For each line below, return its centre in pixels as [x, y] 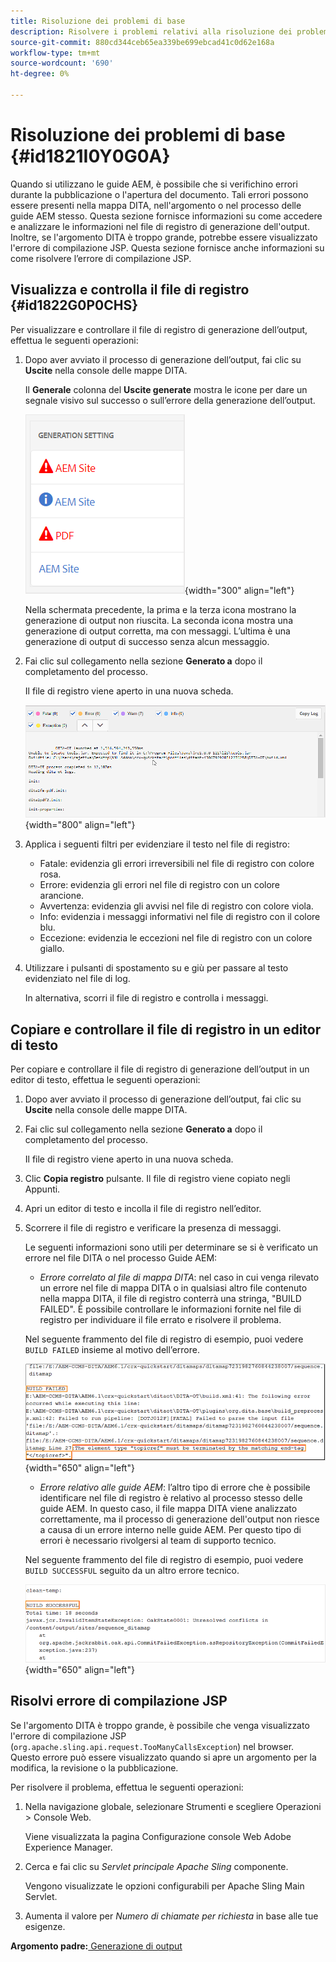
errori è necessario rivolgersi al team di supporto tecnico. [158, 1541]
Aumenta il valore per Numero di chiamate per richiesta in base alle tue [171, 1916]
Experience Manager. [68, 1847]
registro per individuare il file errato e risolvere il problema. [160, 1319]
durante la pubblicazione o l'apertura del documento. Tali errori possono [159, 194]
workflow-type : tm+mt [55, 53]
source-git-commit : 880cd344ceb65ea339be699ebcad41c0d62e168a [142, 42]
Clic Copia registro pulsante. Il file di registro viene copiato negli [157, 1178]
